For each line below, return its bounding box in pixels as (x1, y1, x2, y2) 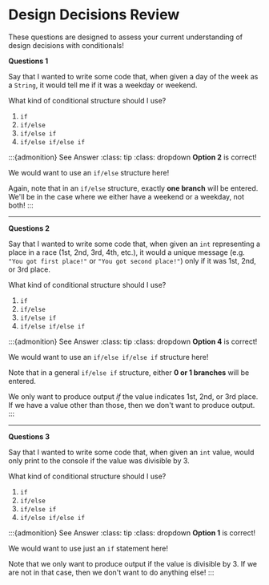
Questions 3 (8, 431, 50, 442)
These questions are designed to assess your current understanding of (8, 32, 243, 42)
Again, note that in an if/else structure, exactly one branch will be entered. (8, 183, 259, 193)
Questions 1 (8, 56, 49, 66)
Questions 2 (8, 223, 50, 233)
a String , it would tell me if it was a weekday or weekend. (8, 80, 198, 90)
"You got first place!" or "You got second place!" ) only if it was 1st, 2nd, (8, 256, 256, 265)
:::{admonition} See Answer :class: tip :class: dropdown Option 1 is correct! (8, 527, 256, 538)
